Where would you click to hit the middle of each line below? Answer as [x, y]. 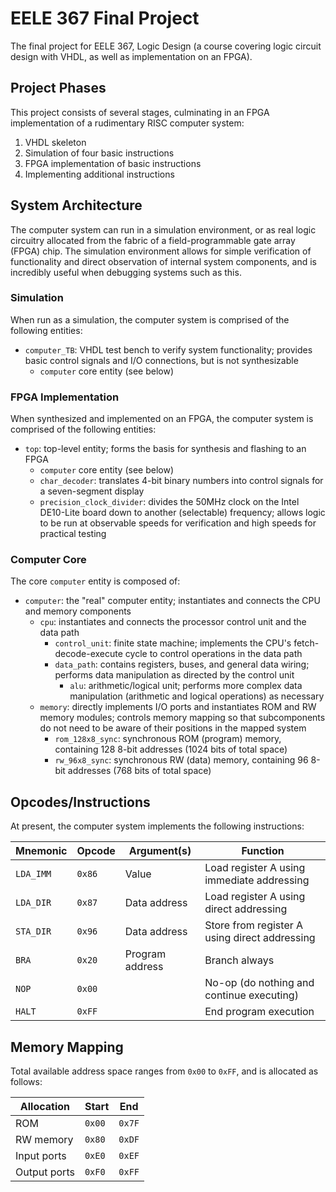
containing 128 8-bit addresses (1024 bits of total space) [171, 749]
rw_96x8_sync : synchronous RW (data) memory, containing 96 [181, 760]
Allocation [45, 1107]
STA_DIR [33, 931]
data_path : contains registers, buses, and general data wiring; [182, 664]
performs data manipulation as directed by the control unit [174, 675]
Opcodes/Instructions [80, 802]
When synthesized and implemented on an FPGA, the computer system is [162, 419]
